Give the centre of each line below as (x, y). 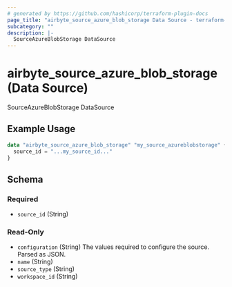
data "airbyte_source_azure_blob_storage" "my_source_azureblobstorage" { (117, 145)
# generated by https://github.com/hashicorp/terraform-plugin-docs (108, 13)
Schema (25, 179)
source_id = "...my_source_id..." (63, 151)
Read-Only (26, 232)
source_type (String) (46, 269)
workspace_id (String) (47, 277)
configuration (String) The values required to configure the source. (113, 247)
